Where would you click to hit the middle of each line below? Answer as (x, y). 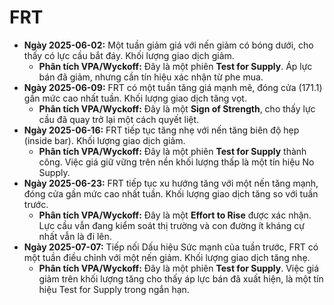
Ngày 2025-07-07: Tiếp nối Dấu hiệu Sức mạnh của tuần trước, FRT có (171, 247)
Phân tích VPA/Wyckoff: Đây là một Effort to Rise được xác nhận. (175, 215)
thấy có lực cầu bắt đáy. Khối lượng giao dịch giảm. (129, 55)
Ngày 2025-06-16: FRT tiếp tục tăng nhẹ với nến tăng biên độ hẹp (161, 130)
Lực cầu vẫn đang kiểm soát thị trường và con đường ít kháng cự (171, 225)
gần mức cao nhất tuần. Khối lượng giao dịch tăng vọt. (135, 98)
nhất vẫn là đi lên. (75, 236)
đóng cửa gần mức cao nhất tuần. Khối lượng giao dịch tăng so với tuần (171, 193)
